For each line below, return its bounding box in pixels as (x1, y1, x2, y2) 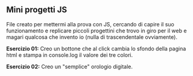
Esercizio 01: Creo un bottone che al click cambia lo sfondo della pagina (6, 45, 186, 52)
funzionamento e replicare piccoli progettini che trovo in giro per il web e (6, 27, 187, 34)
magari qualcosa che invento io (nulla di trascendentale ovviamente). (6, 33, 178, 41)
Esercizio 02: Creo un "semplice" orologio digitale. (6, 63, 133, 70)
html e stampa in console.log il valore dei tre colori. (6, 51, 133, 59)
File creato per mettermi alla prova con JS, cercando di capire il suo (6, 20, 175, 28)
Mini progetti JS (6, 5, 68, 15)
